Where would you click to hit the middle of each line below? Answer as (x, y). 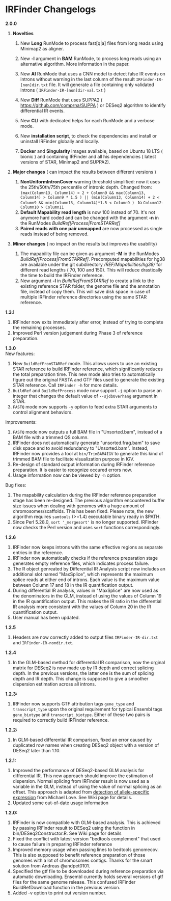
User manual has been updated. (46, 617)
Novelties (23, 33)
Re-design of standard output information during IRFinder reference (84, 464)
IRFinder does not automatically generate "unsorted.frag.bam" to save (86, 443)
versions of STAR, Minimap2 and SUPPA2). (65, 162)
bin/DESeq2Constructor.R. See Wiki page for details (67, 833)
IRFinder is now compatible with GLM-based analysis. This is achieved (87, 822)
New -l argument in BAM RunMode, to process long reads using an (91, 58)
